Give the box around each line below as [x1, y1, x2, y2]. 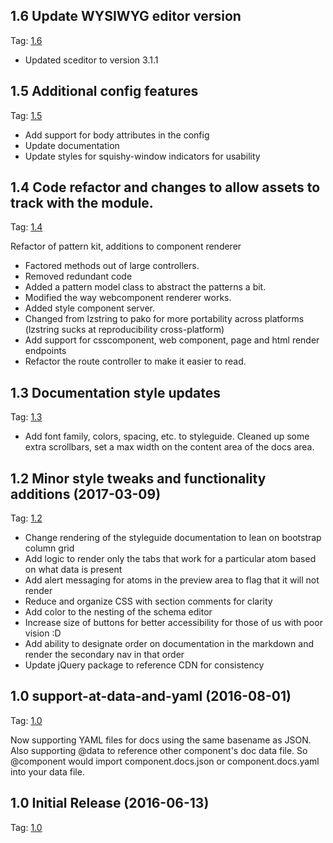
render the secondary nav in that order [24, 649, 185, 661]
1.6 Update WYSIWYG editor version [10, 8, 242, 25]
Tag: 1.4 [10, 221, 43, 233]
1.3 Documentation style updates [10, 384, 221, 401]
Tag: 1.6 [10, 34, 43, 46]
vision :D [24, 627, 62, 639]
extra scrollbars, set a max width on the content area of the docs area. [24, 441, 315, 453]
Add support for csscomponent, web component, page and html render [24, 334, 320, 346]
